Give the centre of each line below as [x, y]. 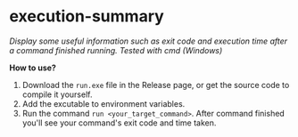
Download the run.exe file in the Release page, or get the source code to [156, 85]
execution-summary [87, 16]
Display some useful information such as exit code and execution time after [149, 41]
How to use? [33, 68]
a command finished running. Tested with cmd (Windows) [116, 50]
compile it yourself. [57, 94]
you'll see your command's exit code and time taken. [119, 123]
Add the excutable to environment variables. [103, 103]
